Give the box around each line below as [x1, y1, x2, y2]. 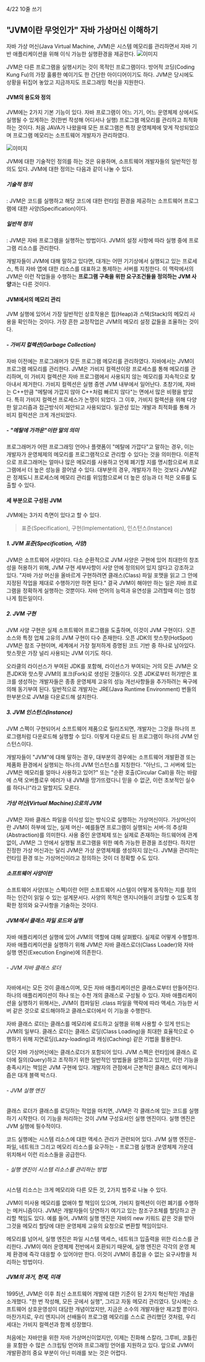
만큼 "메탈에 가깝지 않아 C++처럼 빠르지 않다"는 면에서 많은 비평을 [23, 389, 182, 396]
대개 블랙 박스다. [17, 1072, 57, 1079]
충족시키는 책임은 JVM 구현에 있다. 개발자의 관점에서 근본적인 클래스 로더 [6, 1064, 182, 1071]
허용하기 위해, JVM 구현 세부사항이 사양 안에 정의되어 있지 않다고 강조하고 [17, 564, 194, 571]
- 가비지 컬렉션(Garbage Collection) [6, 341, 96, 348]
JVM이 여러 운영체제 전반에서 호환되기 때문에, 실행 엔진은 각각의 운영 [24, 1242, 190, 1250]
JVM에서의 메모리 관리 [6, 295, 61, 303]
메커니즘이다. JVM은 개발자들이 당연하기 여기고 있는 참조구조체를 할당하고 [12, 1207, 190, 1214]
